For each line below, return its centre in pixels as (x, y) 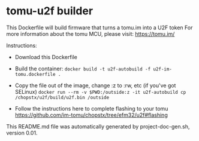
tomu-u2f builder (50, 11)
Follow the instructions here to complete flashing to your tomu (91, 108)
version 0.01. (22, 133)
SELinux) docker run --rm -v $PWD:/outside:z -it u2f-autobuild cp (100, 91)
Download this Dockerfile (46, 57)
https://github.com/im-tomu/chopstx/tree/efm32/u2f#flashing (91, 115)
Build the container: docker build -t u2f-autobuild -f (83, 68)
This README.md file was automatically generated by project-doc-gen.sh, (98, 126)
